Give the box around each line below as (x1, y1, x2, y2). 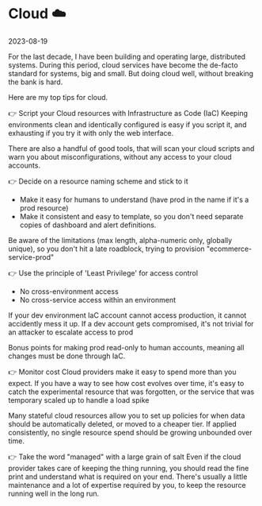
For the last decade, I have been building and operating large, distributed (8, 52, 246, 61)
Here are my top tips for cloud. (8, 92, 108, 102)
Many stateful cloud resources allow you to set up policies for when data (8, 411, 245, 420)
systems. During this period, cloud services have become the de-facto (8, 60, 239, 70)
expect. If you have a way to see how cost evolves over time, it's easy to (8, 378, 245, 388)
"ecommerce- (206, 244, 253, 253)
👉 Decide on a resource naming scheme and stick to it (8, 176, 188, 186)
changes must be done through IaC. (8, 351, 126, 361)
